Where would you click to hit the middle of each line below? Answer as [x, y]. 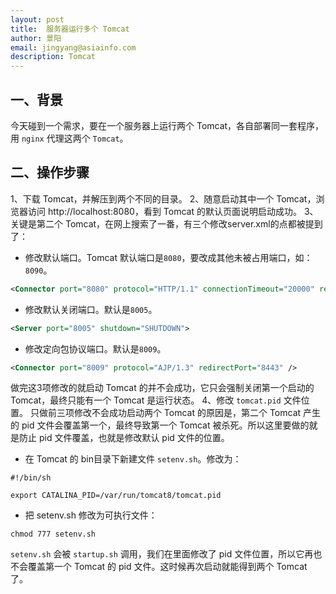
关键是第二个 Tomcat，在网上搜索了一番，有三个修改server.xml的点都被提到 [166, 223]
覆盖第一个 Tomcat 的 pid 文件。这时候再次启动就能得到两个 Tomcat [167, 567]
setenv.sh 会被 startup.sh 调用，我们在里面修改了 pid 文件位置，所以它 [157, 554]
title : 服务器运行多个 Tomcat [70, 29]
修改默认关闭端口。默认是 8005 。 [91, 309]
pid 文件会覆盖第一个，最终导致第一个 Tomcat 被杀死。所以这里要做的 [165, 425]
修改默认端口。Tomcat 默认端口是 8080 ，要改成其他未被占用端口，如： [168, 257]
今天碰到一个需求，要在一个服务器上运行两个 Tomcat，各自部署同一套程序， [167, 125]
